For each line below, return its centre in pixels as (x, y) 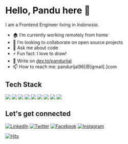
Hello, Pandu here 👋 (48, 11)
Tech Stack (24, 85)
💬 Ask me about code (35, 48)
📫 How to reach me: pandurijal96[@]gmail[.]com (65, 67)
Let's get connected (38, 114)
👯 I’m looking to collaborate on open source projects (68, 42)
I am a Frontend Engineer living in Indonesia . (52, 25)
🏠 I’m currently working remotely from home (60, 35)
